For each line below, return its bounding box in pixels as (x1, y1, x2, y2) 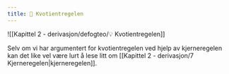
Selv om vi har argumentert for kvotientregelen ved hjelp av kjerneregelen (7, 44, 223, 52)
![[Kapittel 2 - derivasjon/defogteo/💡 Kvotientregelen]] (7, 30, 165, 38)
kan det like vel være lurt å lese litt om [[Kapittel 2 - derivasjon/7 (7, 51, 194, 60)
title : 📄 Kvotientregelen (7, 10, 83, 18)
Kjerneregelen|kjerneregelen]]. (7, 58, 98, 67)
